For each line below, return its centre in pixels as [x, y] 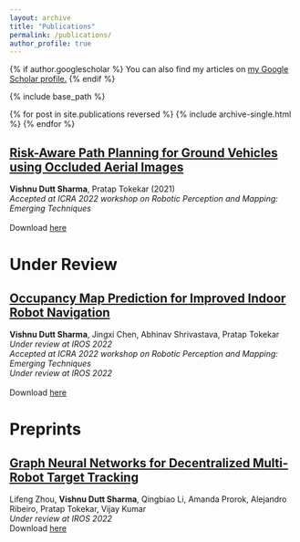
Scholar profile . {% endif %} [62, 79]
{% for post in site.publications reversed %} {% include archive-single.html [150, 114]
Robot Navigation [60, 313]
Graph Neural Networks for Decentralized [130, 463]
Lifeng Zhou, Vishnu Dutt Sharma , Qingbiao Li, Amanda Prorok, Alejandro [148, 499]
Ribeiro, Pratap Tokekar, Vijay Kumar [78, 509]
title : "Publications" [52, 26]
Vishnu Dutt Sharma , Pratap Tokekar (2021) [93, 189]
